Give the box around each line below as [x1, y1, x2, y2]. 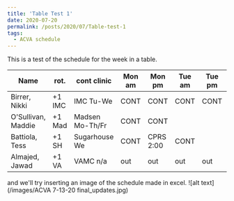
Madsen [74, 112, 101, 122]
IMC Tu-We [74, 97, 113, 106]
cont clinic [76, 76, 112, 86]
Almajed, [10, 152, 40, 162]
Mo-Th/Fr [74, 121, 107, 131]
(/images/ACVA [7, 186, 52, 195]
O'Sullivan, [10, 112, 47, 122]
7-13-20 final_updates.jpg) [52, 186, 129, 195]
